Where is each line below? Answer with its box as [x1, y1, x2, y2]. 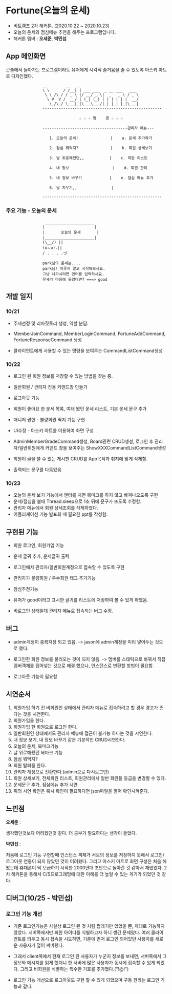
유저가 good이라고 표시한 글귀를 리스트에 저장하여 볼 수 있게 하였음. [13, 597, 148, 603]
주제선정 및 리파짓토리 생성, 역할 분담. [13, 320, 89, 326]
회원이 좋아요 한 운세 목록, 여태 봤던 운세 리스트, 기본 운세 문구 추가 [13, 406, 147, 412]
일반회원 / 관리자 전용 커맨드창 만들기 [13, 384, 88, 390]
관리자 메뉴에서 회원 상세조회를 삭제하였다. [13, 505, 99, 511]
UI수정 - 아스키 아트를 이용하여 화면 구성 [13, 427, 94, 434]
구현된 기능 [6, 528, 39, 536]
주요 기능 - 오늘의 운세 [6, 207, 57, 214]
